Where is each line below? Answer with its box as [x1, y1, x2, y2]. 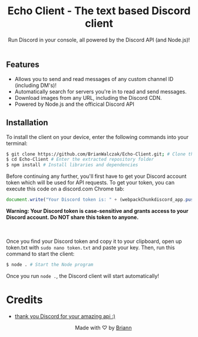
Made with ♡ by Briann [75, 324, 132, 331]
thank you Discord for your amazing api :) [14, 312, 116, 320]
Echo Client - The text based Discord [7, 4, 191, 18]
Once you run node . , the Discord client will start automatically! [6, 272, 159, 279]
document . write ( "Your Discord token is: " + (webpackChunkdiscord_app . [6, 197, 186, 203]
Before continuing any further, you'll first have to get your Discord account [6, 173, 187, 180]
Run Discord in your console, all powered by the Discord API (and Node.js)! [8, 36, 190, 43]
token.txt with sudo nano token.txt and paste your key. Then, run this [6, 244, 175, 251]
